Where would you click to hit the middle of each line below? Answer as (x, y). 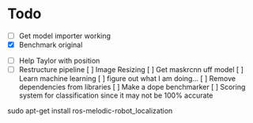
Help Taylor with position (59, 61)
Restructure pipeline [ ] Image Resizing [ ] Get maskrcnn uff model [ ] (131, 70)
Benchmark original (51, 45)
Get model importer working (65, 36)
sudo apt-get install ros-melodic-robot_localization (90, 111)
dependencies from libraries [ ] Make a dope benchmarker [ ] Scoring (132, 87)
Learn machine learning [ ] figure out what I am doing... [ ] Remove (127, 79)
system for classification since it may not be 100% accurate (116, 95)
